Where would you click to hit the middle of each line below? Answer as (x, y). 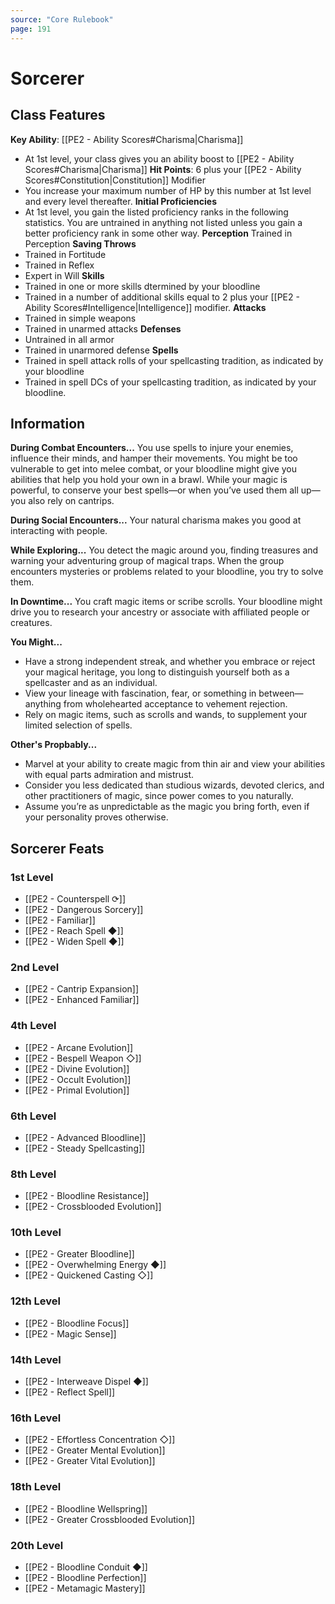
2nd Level (35, 967)
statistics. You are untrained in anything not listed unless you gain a (163, 222)
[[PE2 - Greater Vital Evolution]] (90, 1461)
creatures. (31, 623)
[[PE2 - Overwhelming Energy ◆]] (95, 1265)
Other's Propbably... (54, 745)
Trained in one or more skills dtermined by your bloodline (142, 286)
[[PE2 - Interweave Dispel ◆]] (86, 1382)
